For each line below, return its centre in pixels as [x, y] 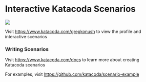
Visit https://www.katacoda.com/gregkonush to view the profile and [73, 31]
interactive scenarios [26, 36]
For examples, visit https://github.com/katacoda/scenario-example [72, 74]
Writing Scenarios [27, 49]
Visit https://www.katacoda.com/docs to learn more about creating [72, 60]
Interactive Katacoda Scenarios [70, 9]
